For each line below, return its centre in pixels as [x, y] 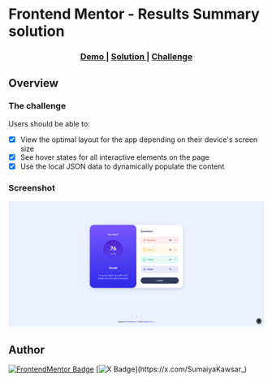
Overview [34, 83]
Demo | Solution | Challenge [136, 57]
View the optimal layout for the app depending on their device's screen [139, 139]
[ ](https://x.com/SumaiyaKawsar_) [172, 369]
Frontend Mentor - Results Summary [134, 14]
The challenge [37, 106]
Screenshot [32, 187]
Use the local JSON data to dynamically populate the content [122, 166]
